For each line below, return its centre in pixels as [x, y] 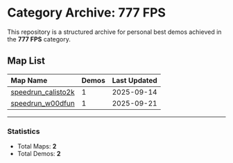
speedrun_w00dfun [43, 103]
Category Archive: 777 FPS [87, 13]
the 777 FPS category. [39, 39]
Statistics [24, 131]
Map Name [29, 80]
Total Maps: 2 [37, 146]
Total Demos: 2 [39, 154]
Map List [26, 61]
